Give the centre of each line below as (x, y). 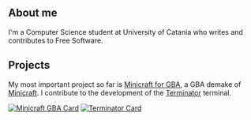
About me (33, 13)
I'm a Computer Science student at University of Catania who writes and (126, 32)
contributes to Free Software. (56, 40)
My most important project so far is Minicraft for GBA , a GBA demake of (125, 84)
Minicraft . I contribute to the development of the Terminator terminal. (120, 92)
